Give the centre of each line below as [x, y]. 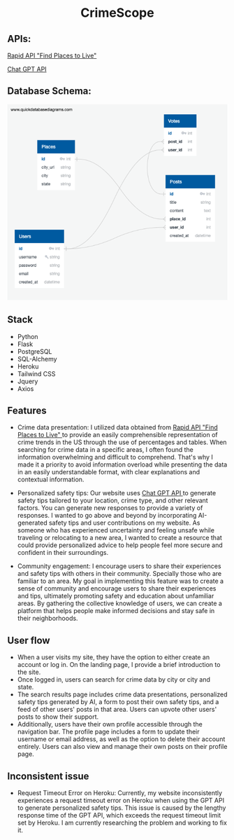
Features [27, 410]
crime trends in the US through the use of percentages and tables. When [122, 442]
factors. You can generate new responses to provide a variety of [110, 508]
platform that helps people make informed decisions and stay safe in [116, 611]
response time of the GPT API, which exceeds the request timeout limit [119, 815]
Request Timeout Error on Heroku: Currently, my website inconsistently [119, 792]
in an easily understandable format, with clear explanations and [109, 472]
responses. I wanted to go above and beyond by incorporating [107, 516]
